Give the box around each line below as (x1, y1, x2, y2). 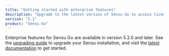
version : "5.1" (5, 16, 37, 21)
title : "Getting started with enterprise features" (5, 7, 116, 12)
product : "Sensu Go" (5, 21, 49, 26)
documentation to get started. (5, 45, 67, 51)
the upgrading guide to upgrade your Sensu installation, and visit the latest (5, 40, 160, 46)
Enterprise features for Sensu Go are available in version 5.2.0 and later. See (5, 35, 163, 41)
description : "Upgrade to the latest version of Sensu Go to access (5, 12, 152, 17)
